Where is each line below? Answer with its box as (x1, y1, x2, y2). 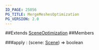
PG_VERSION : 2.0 (5, 16, 39, 21)
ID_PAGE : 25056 (5, 7, 37, 12)
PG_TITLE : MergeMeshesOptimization (5, 12, 79, 17)
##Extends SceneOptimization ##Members (5, 30, 94, 36)
